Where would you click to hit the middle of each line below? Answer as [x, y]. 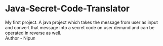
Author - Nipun [20, 38]
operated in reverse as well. [33, 33]
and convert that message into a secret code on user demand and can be [80, 27]
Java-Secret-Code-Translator [67, 9]
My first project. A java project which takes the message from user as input [81, 22]
